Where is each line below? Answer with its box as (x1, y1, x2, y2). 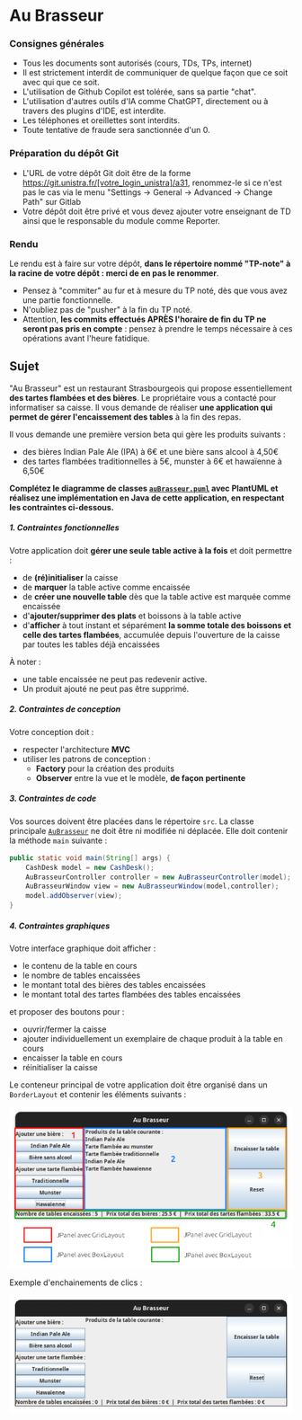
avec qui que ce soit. (22, 77, 101, 88)
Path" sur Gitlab (22, 196, 82, 207)
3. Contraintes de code (9, 793, 97, 804)
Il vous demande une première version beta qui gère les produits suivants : (9, 429, 286, 439)
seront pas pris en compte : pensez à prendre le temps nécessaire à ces (22, 324, 293, 334)
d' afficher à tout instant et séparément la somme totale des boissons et (22, 619, 292, 630)
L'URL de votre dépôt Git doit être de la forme (22, 167, 191, 178)
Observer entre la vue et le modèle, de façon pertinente (35, 772, 246, 783)
